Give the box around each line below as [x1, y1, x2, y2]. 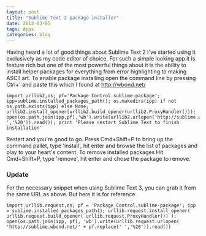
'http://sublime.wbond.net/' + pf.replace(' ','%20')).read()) [6, 224, 172, 230]
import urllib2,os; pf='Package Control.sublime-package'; [6, 93, 161, 99]
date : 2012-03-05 [6, 20, 51, 26]
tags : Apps [6, 26, 34, 32]
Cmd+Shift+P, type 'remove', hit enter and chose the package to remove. [6, 155, 191, 163]
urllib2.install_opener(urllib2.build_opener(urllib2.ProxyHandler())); [6, 109, 196, 115]
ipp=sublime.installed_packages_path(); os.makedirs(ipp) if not [6, 98, 177, 105]
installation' [6, 125, 43, 131]
